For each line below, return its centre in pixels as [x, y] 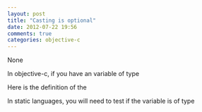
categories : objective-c [44, 40]
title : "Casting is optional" [52, 20]
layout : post [26, 14]
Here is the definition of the [47, 87]
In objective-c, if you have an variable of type [73, 74]
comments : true [30, 33]
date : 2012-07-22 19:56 [42, 27]
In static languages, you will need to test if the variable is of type [101, 101]
